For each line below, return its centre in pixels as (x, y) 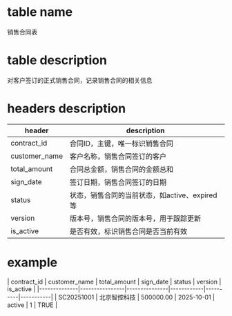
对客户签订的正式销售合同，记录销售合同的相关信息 (80, 80)
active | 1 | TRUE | (32, 305)
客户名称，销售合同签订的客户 (118, 156)
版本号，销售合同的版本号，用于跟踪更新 (135, 218)
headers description (67, 109)
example (32, 262)
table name (40, 12)
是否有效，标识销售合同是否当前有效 (128, 231)
